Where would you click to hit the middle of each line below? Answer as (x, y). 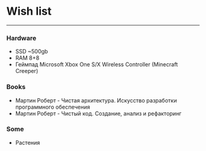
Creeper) (27, 71)
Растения (28, 142)
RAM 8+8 (27, 58)
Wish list (29, 11)
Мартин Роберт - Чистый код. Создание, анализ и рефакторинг (98, 113)
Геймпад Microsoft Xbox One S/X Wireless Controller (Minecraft (97, 64)
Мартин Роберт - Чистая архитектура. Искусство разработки (96, 100)
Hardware (21, 38)
